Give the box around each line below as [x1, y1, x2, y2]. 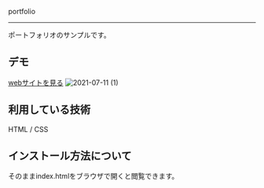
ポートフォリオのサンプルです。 [8, 31, 112, 39]
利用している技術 [8, 103, 91, 116]
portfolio [8, 7, 36, 16]
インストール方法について [8, 149, 132, 163]
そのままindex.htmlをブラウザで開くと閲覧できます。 [8, 171, 179, 181]
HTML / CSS [8, 124, 49, 134]
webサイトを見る [8, 78, 64, 87]
